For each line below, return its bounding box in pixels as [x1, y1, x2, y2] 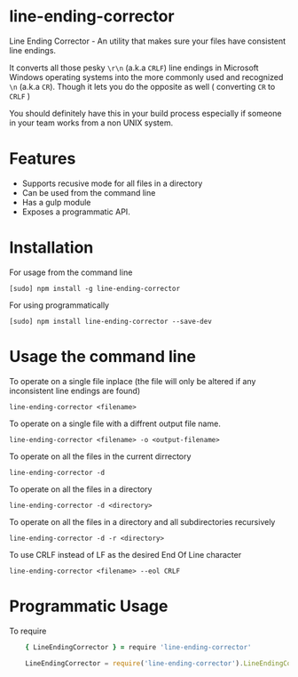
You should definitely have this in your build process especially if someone [9, 108, 282, 118]
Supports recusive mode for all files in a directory [21, 178, 203, 189]
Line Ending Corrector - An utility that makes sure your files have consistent [9, 36, 286, 46]
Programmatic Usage [9, 596, 169, 616]
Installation [9, 238, 94, 258]
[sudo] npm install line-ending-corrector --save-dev [9, 317, 213, 326]
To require [9, 625, 47, 636]
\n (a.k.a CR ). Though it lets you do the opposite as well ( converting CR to [9, 81, 276, 92]
